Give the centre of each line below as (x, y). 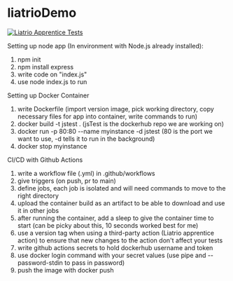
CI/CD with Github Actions (45, 160)
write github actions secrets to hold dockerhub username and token (115, 247)
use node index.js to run (52, 81)
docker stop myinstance (52, 146)
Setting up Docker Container (48, 95)
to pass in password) (94, 262)
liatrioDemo (42, 13)
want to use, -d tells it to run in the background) (86, 139)
